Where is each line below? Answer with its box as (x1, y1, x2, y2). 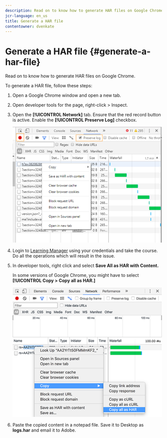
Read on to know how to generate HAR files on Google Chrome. (5, 73, 136, 79)
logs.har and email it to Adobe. (12, 427, 76, 433)
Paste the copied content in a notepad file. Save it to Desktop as (12, 422, 144, 428)
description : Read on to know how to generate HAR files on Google (5, 8, 148, 13)
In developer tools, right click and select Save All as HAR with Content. (12, 262, 159, 268)
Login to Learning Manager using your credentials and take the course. (12, 247, 158, 253)
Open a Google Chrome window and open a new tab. (12, 92, 121, 98)
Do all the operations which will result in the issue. (12, 252, 115, 259)
